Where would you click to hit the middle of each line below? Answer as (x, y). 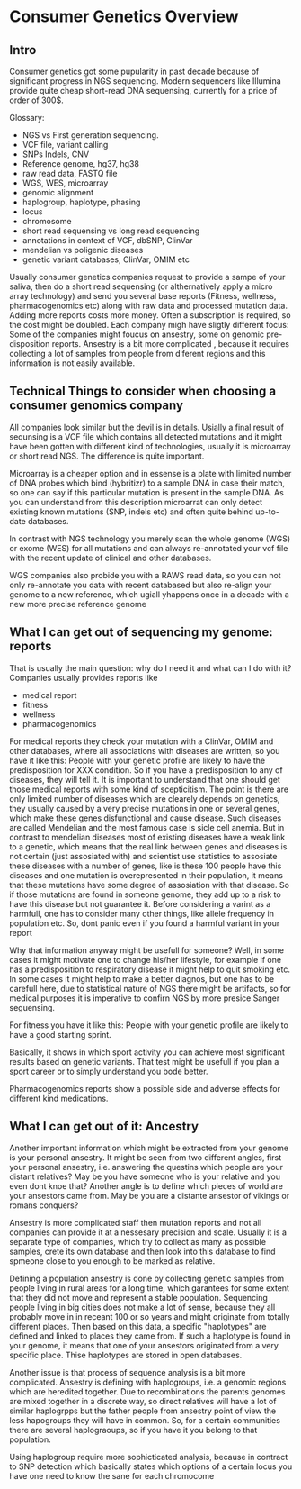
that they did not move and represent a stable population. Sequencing (138, 1298)
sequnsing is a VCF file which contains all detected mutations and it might (146, 436)
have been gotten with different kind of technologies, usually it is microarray (150, 446)
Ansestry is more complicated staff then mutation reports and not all (136, 1223)
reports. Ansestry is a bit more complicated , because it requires (171, 344)
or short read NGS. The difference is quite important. (107, 456)
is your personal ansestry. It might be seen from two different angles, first (146, 1158)
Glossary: (27, 118)
